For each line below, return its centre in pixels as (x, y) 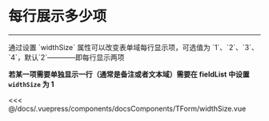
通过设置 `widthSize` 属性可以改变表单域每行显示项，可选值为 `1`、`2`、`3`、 (133, 47)
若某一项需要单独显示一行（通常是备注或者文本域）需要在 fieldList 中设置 (129, 74)
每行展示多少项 (58, 16)
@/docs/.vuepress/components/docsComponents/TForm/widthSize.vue (127, 108)
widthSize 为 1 (31, 84)
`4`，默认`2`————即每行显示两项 (66, 57)
